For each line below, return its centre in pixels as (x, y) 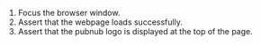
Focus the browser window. (69, 13)
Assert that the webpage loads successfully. (100, 22)
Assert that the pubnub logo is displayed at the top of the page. (135, 31)
